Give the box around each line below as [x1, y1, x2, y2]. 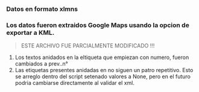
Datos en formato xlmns [6, 5, 78, 13]
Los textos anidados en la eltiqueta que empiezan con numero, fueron [14, 54, 189, 61]
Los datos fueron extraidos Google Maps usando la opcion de [6, 20, 190, 29]
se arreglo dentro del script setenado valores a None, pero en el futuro [14, 73, 191, 80]
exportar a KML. [6, 28, 55, 37]
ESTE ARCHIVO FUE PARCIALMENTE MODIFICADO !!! [21, 42, 155, 49]
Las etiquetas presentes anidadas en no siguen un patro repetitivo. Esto [14, 67, 194, 74]
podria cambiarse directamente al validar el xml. [14, 79, 134, 87]
